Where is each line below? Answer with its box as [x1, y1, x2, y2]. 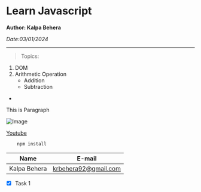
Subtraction [23, 83, 53, 90]
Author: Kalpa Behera [6, 24, 62, 31]
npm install [17, 141, 47, 147]
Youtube [6, 129, 27, 137]
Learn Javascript [6, 4, 92, 18]
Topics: [20, 52, 39, 60]
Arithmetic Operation [14, 70, 67, 78]
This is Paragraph [6, 106, 50, 113]
